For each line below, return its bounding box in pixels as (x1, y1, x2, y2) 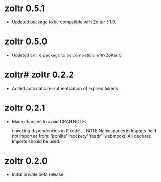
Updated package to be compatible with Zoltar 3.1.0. (11, 19, 117, 25)
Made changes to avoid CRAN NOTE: (11, 118, 86, 124)
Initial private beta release (11, 171, 64, 177)
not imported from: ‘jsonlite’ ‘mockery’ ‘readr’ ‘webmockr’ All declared (11, 133, 152, 139)
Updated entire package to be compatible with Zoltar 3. (11, 52, 123, 58)
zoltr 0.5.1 (4, 3, 45, 14)
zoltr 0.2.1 (4, 103, 45, 113)
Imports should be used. (11, 138, 61, 144)
